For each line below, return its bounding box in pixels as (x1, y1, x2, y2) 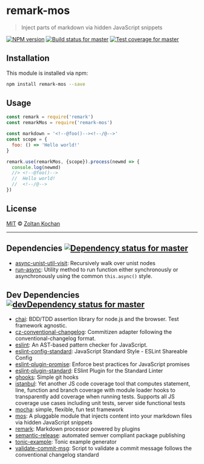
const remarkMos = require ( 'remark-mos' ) (6, 120, 113, 126)
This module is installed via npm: (6, 69, 88, 77)
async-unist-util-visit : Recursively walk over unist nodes (15, 259, 156, 266)
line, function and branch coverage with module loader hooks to (15, 387, 176, 394)
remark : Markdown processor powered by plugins (15, 425, 141, 432)
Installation (6, 53, 50, 64)
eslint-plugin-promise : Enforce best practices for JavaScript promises (15, 361, 190, 368)
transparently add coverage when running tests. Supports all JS (15, 393, 175, 400)
